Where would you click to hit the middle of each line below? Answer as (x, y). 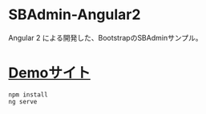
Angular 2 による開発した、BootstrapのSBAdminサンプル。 (105, 37)
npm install (28, 94)
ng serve (23, 101)
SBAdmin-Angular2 (75, 15)
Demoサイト (49, 73)
